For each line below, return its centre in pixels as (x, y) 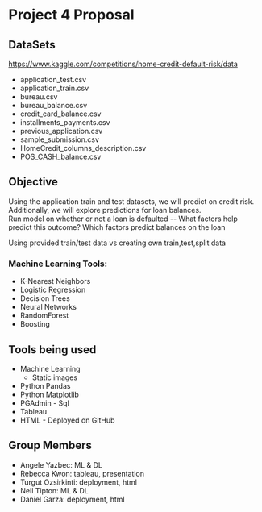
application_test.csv (53, 79)
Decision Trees (45, 298)
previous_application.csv (61, 131)
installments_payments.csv (65, 122)
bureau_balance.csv (54, 105)
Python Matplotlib (49, 394)
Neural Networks (48, 307)
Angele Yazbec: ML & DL (61, 464)
